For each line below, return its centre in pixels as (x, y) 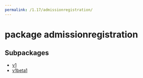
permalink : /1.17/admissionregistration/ (49, 10)
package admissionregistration (71, 34)
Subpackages (27, 53)
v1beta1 (20, 70)
